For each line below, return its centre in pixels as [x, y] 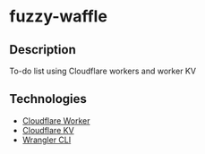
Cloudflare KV [48, 130]
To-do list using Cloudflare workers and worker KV [103, 71]
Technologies [48, 99]
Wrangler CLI [47, 140]
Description [43, 50]
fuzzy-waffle [58, 17]
